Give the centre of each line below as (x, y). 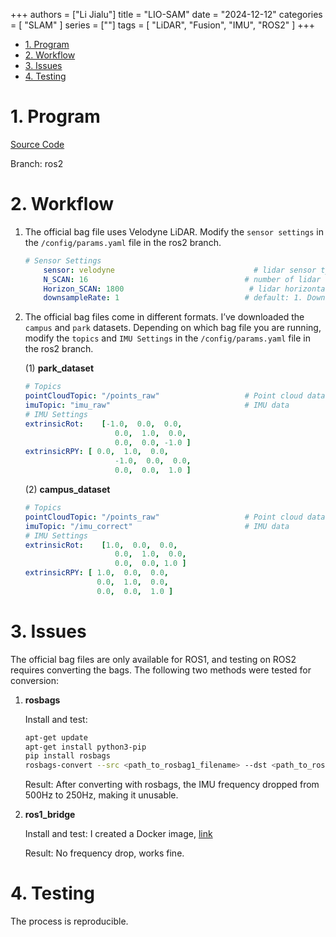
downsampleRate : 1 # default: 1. (173, 298)
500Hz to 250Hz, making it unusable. (101, 795)
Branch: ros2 (37, 163)
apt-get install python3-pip (85, 747)
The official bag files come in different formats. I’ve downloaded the (164, 317)
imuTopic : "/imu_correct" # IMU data (157, 526)
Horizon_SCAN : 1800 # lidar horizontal (186, 289)
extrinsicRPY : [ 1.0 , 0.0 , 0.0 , (97, 573)
